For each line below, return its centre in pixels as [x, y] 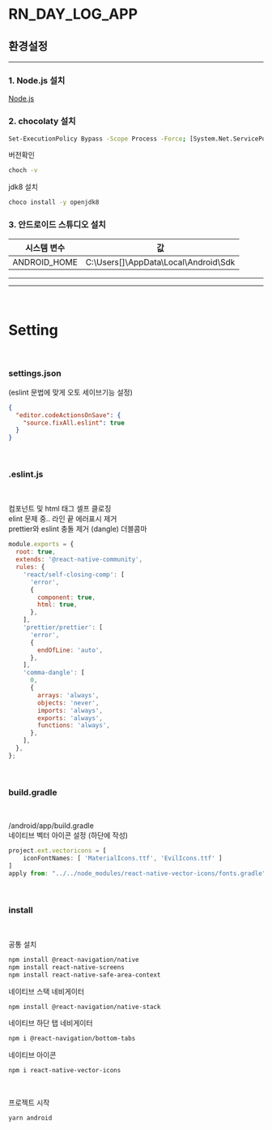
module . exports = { [41, 545]
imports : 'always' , [70, 710]
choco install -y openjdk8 [54, 203]
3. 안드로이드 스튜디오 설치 [57, 225]
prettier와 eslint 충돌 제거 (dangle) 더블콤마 [78, 529]
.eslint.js [26, 474]
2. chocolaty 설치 [42, 121]
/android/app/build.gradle [51, 826]
